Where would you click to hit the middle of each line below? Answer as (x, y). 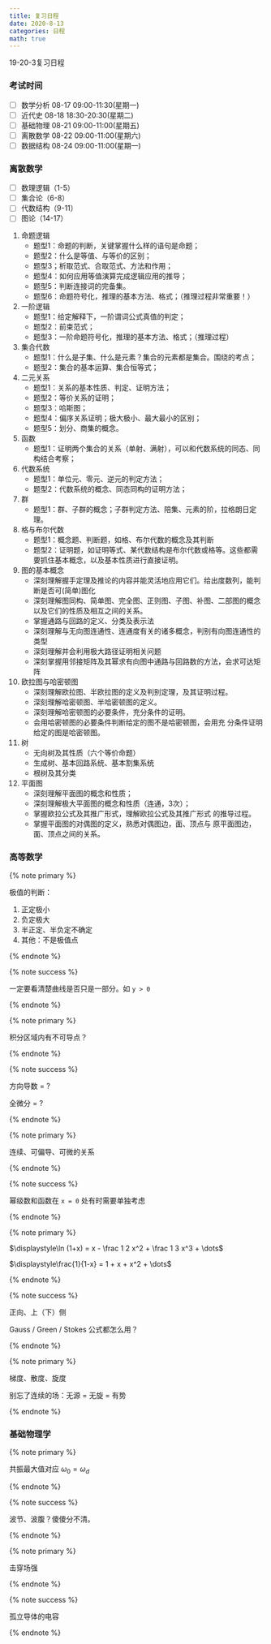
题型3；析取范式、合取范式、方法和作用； (103, 266)
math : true (28, 39)
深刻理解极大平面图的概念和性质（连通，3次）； (112, 803)
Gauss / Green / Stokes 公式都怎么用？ (74, 1329)
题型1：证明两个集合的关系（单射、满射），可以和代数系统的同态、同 (146, 449)
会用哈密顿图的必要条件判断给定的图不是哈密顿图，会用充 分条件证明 (148, 722)
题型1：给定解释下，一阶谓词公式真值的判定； (109, 316)
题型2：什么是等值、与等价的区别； (92, 256)
